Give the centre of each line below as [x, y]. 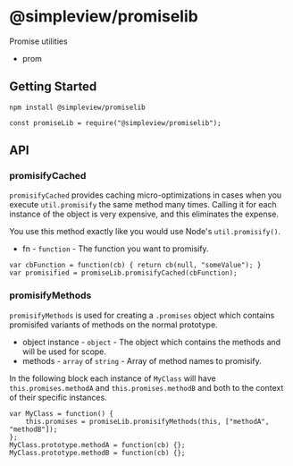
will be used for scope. [64, 352]
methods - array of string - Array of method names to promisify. [142, 360]
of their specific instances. [58, 397]
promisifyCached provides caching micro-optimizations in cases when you [146, 195]
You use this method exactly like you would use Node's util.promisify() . [145, 232]
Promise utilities [39, 41]
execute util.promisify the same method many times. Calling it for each [143, 205]
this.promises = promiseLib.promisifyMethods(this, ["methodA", [147, 421]
